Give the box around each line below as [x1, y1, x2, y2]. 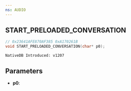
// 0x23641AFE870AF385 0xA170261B [5, 39, 78, 44]
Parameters [5, 66, 43, 75]
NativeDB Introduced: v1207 [5, 53, 65, 58]
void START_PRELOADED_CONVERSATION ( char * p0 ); [5, 44, 105, 49]
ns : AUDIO [5, 7, 26, 13]
